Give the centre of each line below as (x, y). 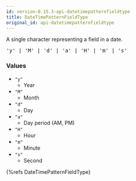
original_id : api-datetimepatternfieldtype (60, 22)
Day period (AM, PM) (49, 122)
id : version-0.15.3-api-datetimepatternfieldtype (68, 12)
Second (33, 160)
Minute (32, 148)
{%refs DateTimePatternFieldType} (49, 172)
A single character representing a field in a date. (64, 40)
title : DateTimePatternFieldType (47, 17)
